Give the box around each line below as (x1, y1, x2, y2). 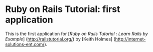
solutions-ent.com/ (5, 41, 45, 47)
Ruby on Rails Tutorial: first (5, 3, 120, 15)
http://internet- (115, 36, 146, 42)
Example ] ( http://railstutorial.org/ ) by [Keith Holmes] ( (5, 36, 115, 42)
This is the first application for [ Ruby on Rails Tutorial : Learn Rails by (5, 30, 148, 36)
